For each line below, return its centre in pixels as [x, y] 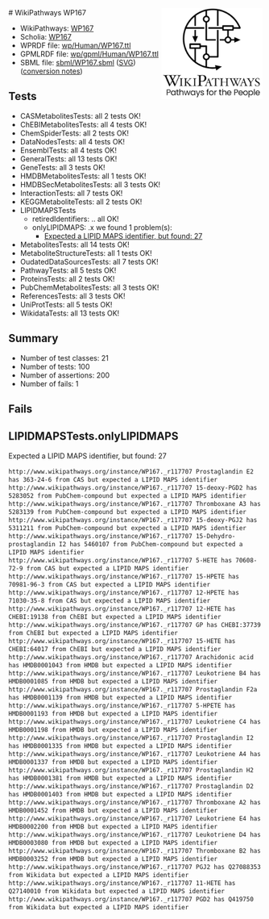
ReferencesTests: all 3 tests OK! [73, 296]
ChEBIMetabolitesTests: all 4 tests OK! [83, 124]
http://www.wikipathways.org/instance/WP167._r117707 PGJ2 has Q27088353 [135, 867]
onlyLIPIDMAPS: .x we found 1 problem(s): [102, 227]
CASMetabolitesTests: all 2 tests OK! [80, 115]
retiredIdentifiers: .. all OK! [75, 219]
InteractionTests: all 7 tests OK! [71, 193]
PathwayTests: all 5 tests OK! [68, 270]
